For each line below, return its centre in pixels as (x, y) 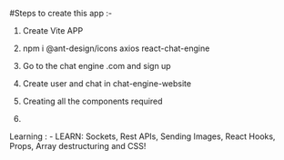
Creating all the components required (92, 101)
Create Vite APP (53, 30)
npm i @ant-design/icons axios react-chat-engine (116, 48)
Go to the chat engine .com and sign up (96, 66)
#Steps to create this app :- (61, 13)
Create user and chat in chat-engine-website (107, 84)
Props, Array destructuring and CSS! (78, 146)
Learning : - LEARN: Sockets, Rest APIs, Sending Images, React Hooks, (142, 136)
